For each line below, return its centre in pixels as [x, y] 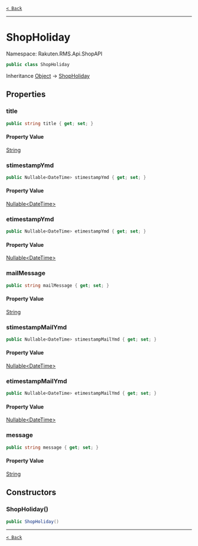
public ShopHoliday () [33, 522]
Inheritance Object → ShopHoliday [48, 76]
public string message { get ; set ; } [52, 447]
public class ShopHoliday [38, 64]
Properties [26, 94]
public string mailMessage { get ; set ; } [58, 285]
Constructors [31, 493]
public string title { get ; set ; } [50, 123]
